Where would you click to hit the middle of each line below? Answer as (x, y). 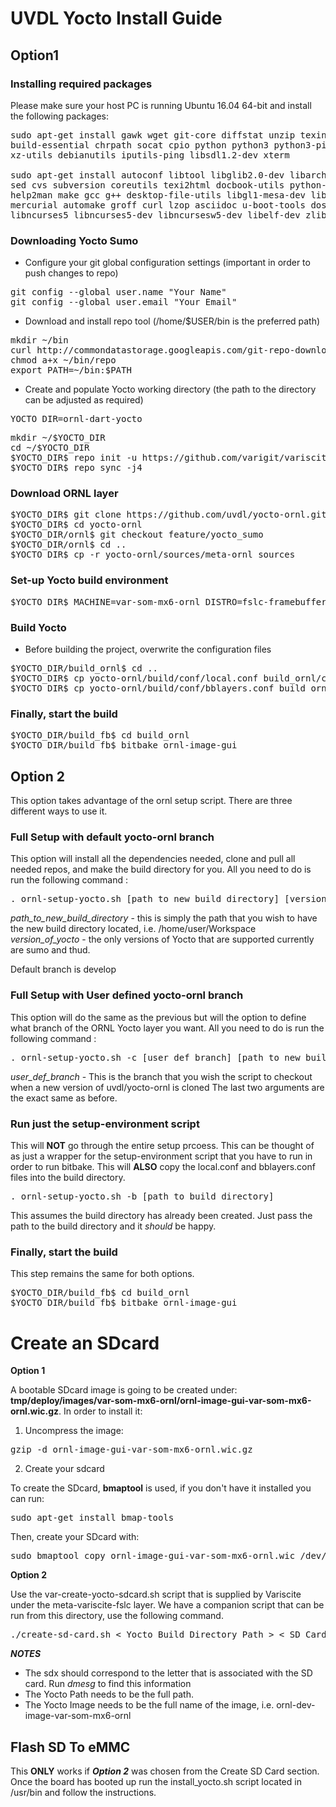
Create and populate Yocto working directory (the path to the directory (170, 389)
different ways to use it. (59, 811)
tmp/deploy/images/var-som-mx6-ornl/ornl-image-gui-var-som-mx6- (161, 1401)
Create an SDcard (85, 1343)
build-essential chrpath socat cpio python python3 (140, 145)
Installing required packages (81, 84)
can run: (27, 1499)
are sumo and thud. (50, 950)
